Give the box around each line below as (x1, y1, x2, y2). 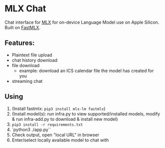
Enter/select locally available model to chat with (11, 137, 109, 143)
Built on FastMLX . (4, 24, 41, 30)
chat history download (11, 57, 58, 63)
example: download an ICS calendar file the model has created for (19, 68, 154, 74)
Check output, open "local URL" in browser (11, 132, 99, 138)
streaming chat (11, 78, 43, 84)
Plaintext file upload (11, 52, 52, 58)
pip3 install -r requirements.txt (11, 122, 83, 127)
